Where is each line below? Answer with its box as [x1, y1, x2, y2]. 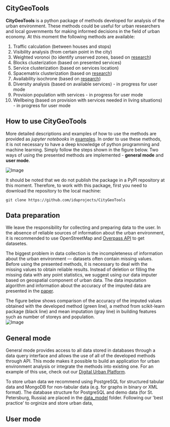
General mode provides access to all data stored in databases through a [6, 347, 156, 353]
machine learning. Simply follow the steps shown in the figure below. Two [6, 147, 158, 153]
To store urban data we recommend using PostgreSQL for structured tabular [6, 378, 164, 385]
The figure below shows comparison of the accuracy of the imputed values [6, 298, 162, 304]
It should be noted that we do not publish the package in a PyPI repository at [6, 177, 165, 183]
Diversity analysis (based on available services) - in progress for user [13, 81, 158, 87]
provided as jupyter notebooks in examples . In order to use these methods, [6, 136, 162, 142]
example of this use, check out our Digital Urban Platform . [6, 369, 127, 375]
